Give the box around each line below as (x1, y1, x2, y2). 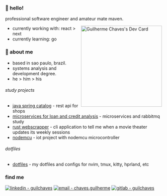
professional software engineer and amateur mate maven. (5, 16, 124, 22)
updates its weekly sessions (12, 129, 71, 135)
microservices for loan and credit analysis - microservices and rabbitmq (12, 113, 160, 119)
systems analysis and (12, 65, 57, 71)
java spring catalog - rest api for (12, 102, 79, 109)
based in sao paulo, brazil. (12, 60, 67, 66)
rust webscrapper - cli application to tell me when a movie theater (12, 124, 148, 130)
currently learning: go (12, 36, 57, 42)
